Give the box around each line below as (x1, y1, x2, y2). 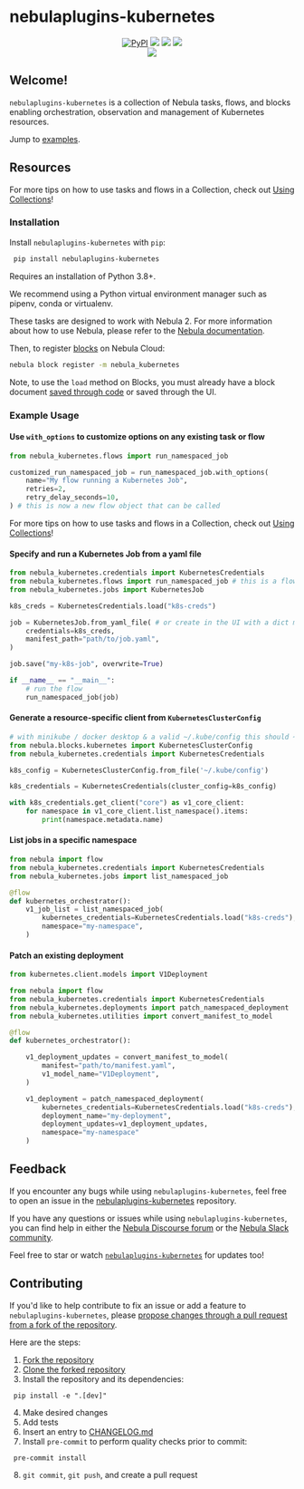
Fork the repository (22, 1354, 95, 1365)
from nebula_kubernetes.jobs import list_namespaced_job (9, 872, 229, 881)
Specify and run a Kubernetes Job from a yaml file (9, 548, 202, 559)
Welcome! (9, 73, 68, 88)
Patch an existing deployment (9, 950, 124, 961)
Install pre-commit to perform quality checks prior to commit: (22, 1436, 248, 1446)
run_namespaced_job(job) (25, 692, 119, 701)
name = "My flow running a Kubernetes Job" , (25, 476, 188, 486)
